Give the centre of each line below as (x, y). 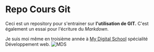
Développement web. (28, 44)
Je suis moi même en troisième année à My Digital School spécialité (76, 39)
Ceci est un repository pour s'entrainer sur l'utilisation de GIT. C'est (77, 23)
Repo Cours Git (38, 9)
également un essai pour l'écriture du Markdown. (57, 29)
